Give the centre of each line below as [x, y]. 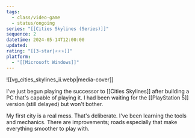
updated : [17, 46]
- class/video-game [36, 17]
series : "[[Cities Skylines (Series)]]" [58, 29]
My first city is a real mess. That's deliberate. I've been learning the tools [97, 116]
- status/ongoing [33, 23]
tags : [13, 12]
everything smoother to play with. [48, 128]
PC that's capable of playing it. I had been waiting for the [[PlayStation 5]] [97, 98]
